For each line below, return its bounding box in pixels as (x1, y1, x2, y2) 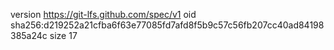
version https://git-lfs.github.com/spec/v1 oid (10, 9, 197, 20)
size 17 (49, 30, 78, 41)
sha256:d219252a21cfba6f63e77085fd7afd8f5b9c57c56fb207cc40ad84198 (10, 19, 325, 31)
